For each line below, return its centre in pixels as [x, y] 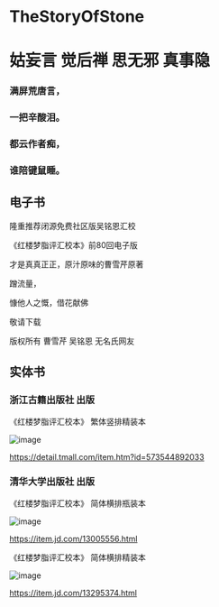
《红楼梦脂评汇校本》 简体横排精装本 [78, 557]
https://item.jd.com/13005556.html [73, 538]
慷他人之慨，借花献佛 [49, 302]
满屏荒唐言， [37, 91]
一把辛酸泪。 [37, 117]
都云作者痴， [37, 144]
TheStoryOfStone [77, 17]
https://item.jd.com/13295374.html [73, 593]
